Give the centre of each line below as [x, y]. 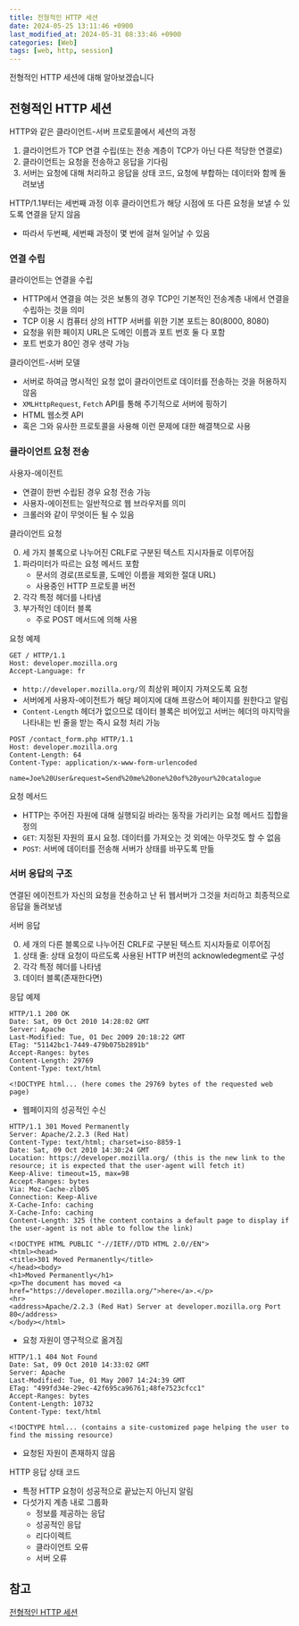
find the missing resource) [62, 1435]
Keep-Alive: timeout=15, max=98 [69, 1173]
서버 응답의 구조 [41, 874]
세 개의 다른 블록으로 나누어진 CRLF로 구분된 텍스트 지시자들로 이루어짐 [146, 944]
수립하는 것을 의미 [53, 310]
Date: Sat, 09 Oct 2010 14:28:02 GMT [79, 1021]
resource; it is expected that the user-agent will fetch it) [127, 1165]
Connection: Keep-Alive [54, 1197]
